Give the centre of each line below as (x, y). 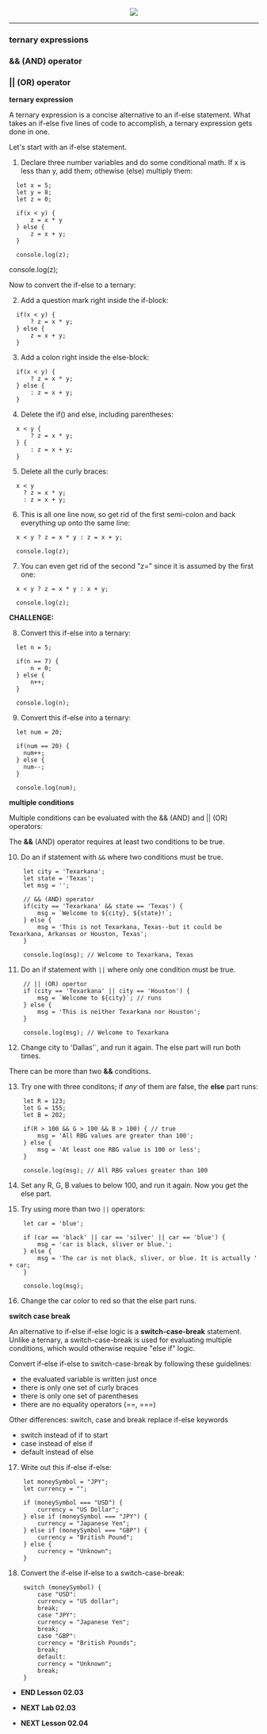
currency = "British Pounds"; (87, 1643)
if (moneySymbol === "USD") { (73, 1503)
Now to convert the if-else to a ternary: (72, 285)
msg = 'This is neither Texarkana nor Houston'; (119, 1012)
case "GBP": (57, 1636)
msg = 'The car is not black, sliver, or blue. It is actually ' (148, 1258)
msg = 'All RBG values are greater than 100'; (116, 1136)
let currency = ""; (55, 1489)
